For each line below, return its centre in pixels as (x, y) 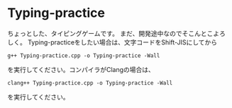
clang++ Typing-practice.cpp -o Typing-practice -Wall (90, 83)
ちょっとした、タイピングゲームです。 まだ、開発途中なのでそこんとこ (110, 33)
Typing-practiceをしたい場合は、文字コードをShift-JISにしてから (122, 42)
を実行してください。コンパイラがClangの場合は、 (81, 69)
